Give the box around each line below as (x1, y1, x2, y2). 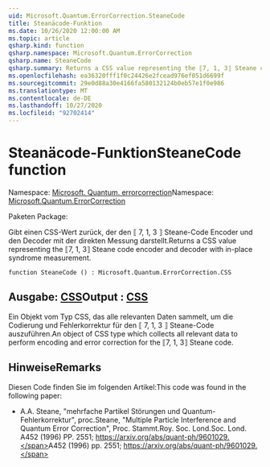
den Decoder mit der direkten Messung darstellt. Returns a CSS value (8, 235, 237, 246)
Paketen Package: (8, 211, 68, 221)
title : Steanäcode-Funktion (8, 19, 103, 27)
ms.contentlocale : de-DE (8, 94, 92, 102)
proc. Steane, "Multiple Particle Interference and (77, 415, 236, 424)
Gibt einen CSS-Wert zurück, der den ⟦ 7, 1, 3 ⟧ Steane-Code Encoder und (8, 227, 253, 237)
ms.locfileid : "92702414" (8, 110, 95, 118)
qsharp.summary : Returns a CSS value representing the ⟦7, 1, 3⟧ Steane (8, 64, 257, 72)
